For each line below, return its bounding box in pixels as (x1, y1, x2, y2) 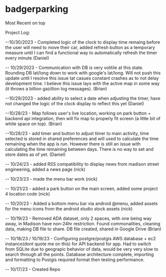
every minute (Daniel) (5, 55, 50, 61)
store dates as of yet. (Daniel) (5, 151, 66, 157)
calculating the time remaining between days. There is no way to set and (5, 146, 154, 152)
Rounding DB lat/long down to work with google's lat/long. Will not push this (5, 69, 161, 75)
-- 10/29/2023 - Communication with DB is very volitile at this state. (5, 65, 144, 70)
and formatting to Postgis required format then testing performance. (5, 257, 145, 263)
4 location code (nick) (5, 191, 50, 197)
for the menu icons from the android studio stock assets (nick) (5, 206, 133, 211)
